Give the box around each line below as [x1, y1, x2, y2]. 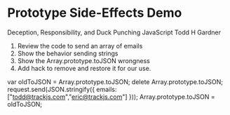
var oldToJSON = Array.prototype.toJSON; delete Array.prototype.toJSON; [7, 77, 223, 86]
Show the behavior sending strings [17, 49, 119, 57]
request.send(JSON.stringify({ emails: [7, 85, 117, 93]
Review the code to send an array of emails [17, 41, 143, 50]
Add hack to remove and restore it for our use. [17, 64, 151, 72]
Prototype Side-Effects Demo [7, 5, 182, 21]
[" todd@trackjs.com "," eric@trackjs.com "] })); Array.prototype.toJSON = [7, 93, 215, 101]
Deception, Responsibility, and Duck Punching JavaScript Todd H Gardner [7, 28, 221, 36]
